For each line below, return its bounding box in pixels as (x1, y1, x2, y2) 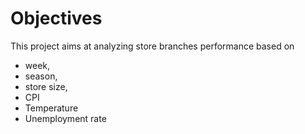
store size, (24, 80, 68, 92)
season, (24, 70, 58, 82)
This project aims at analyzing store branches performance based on (10, 40, 295, 52)
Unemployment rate (24, 112, 107, 124)
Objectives (10, 7, 103, 30)
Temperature (24, 102, 79, 114)
